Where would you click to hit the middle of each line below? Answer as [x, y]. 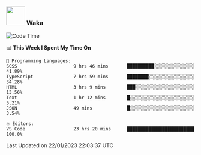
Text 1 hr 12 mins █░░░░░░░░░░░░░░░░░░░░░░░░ [100, 98]
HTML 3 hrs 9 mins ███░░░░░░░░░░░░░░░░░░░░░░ [100, 87]
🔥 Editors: [20, 124]
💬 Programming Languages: [38, 61]
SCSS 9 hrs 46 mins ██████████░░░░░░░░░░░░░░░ [100, 66]
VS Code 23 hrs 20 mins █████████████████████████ [100, 129]
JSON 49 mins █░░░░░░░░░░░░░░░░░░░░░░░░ [100, 108]
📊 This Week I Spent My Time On [49, 48]
